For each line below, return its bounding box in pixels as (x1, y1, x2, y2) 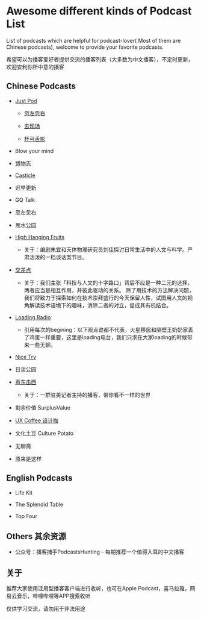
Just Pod (14, 97, 37, 104)
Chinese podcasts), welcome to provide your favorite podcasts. (6, 43, 164, 51)
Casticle (14, 172, 36, 179)
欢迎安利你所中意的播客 (6, 63, 64, 70)
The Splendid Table (14, 501, 64, 508)
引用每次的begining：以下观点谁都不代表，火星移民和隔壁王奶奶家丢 (23, 326, 194, 333)
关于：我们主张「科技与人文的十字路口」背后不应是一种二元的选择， (23, 279, 193, 286)
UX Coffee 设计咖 (14, 417, 58, 424)
